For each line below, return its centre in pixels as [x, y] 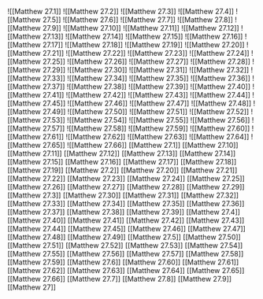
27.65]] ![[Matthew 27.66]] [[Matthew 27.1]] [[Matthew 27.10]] [140, 145]
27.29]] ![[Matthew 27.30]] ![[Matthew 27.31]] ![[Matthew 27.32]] [146, 70]
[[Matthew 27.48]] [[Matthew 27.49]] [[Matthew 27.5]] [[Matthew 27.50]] [124, 237]
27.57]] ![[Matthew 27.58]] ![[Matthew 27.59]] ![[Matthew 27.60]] [146, 128]
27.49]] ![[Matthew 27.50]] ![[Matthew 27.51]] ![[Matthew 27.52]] [146, 112]
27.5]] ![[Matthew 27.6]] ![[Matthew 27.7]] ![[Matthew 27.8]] [138, 20]
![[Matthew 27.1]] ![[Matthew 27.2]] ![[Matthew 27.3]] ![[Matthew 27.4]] [120, 11]
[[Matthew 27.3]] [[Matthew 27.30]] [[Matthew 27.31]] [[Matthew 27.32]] [123, 195]
